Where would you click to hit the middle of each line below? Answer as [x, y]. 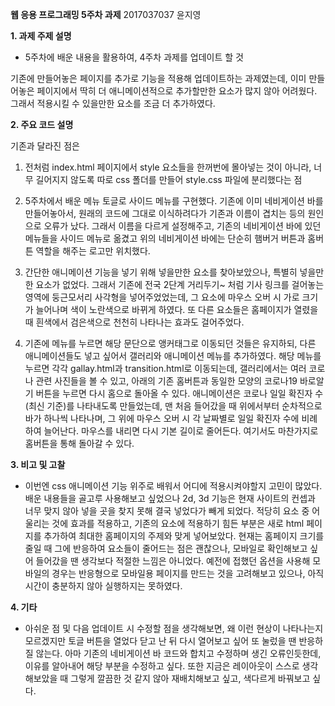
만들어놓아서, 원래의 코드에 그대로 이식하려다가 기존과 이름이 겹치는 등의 [165, 213]
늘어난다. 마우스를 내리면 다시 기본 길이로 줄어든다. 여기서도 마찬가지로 [181, 431]
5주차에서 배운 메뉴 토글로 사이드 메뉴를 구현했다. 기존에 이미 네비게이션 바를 [174, 201]
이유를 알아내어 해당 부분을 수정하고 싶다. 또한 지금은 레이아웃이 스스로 [162, 666]
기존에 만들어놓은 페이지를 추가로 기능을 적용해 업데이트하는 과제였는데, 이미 [158, 78]
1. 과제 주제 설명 [41, 36]
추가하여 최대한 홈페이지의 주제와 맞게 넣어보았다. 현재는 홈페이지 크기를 [184, 536]
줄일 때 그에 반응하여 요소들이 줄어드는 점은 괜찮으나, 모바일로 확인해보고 [166, 548]
